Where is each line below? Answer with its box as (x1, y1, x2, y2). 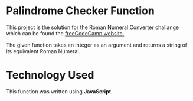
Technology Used (6, 69, 94, 82)
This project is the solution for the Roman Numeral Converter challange (6, 24, 179, 31)
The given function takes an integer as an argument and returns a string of (6, 41, 188, 48)
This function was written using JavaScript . (6, 87, 113, 95)
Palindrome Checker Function (6, 4, 155, 18)
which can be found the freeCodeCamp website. (6, 30, 125, 37)
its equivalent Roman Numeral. (6, 47, 81, 54)
